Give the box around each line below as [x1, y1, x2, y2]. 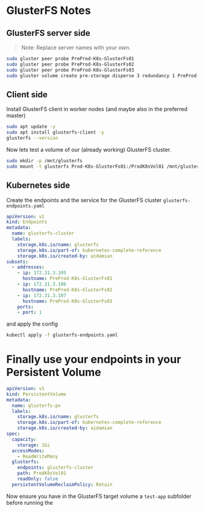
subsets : [6, 259, 29, 265]
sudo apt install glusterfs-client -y [6, 129, 104, 135]
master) [6, 112, 26, 119]
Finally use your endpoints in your [6, 353, 182, 366]
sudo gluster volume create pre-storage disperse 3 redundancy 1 [6, 72, 175, 79]
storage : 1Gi [17, 442, 50, 448]
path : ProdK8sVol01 [17, 470, 67, 477]
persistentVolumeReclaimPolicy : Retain [12, 481, 113, 488]
